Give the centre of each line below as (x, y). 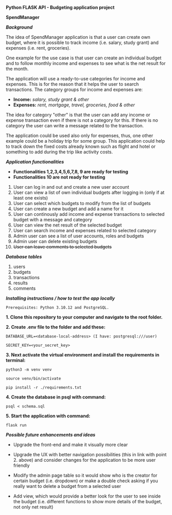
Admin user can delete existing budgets (55, 241)
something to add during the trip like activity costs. (59, 152)
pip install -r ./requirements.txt (44, 388)
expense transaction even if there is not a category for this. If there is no (82, 120)
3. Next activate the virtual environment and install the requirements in (83, 355)
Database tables (24, 257)
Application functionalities (35, 162)
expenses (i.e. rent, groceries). (38, 48)
